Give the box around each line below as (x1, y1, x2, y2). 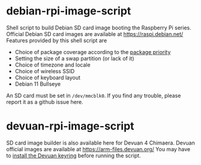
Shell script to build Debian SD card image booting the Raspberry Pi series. (6, 24, 191, 31)
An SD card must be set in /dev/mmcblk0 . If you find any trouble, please (6, 92, 181, 99)
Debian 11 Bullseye (14, 80, 61, 88)
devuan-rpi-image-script (6, 119, 134, 133)
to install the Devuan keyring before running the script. (6, 152, 141, 159)
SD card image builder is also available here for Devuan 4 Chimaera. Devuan (6, 139, 195, 146)
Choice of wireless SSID (14, 67, 75, 74)
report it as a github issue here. (6, 98, 83, 106)
